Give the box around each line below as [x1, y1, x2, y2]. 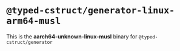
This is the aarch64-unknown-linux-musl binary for [6, 32, 138, 40]
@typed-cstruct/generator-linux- [6, 5, 175, 16]
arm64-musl [6, 16, 61, 27]
